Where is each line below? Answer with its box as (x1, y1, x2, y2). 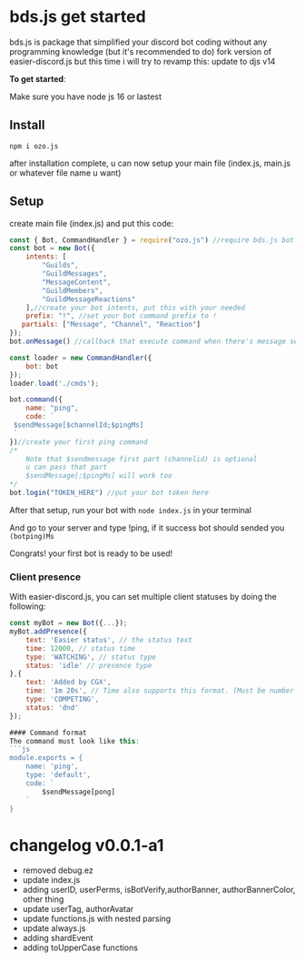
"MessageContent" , (42, 278, 112, 287)
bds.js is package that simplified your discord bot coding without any (9, 36, 268, 47)
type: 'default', (25, 771, 92, 780)
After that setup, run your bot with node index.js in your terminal (9, 504, 252, 515)
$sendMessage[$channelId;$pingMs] (13, 420, 144, 430)
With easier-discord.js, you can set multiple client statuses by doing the (9, 592, 277, 603)
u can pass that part (25, 462, 107, 472)
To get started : (9, 73, 66, 84)
